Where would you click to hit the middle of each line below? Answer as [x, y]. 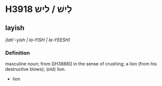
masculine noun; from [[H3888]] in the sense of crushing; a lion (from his [81, 64]
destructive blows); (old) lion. [35, 69]
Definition [18, 53]
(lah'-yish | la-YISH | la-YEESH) [38, 40]
